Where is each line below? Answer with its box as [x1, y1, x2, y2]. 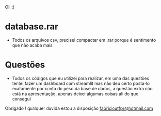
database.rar [5, 21, 59, 32]
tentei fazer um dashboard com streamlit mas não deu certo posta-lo [12, 80, 150, 86]
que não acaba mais [12, 42, 53, 48]
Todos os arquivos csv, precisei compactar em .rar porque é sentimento [12, 37, 156, 43]
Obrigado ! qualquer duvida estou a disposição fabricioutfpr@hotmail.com [5, 105, 153, 111]
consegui [12, 96, 31, 101]
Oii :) [5, 4, 15, 10]
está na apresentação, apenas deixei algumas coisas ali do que [12, 91, 139, 97]
